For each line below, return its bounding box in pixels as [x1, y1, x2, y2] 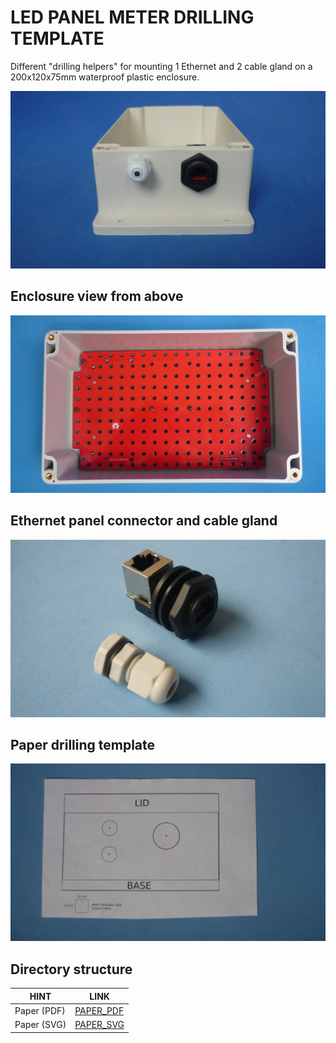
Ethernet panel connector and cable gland [10, 512, 278, 530]
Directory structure [10, 961, 133, 978]
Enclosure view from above [10, 288, 184, 305]
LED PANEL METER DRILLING [10, 6, 255, 29]
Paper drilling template [10, 736, 156, 753]
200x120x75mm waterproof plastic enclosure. [10, 71, 200, 83]
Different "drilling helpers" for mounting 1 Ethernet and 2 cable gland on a [10, 60, 313, 72]
